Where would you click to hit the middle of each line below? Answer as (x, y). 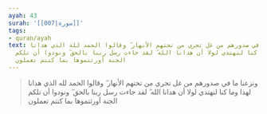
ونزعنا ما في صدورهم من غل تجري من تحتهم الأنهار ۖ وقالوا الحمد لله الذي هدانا (143, 83)
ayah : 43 (23, 16)
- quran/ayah (30, 38)
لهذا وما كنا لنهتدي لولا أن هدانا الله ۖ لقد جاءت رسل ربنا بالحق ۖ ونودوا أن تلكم (139, 92)
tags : (17, 30)
